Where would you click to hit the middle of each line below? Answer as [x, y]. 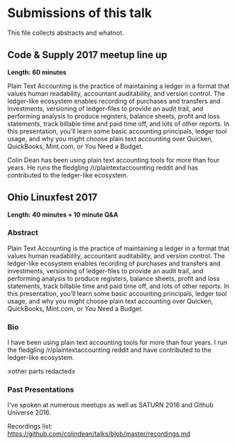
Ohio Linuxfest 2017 [53, 198]
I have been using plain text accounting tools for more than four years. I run [117, 343]
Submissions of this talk [80, 13]
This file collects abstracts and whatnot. [66, 33]
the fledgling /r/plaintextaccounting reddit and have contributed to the [109, 350]
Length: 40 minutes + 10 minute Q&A [63, 214]
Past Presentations [41, 390]
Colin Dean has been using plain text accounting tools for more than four [114, 160]
